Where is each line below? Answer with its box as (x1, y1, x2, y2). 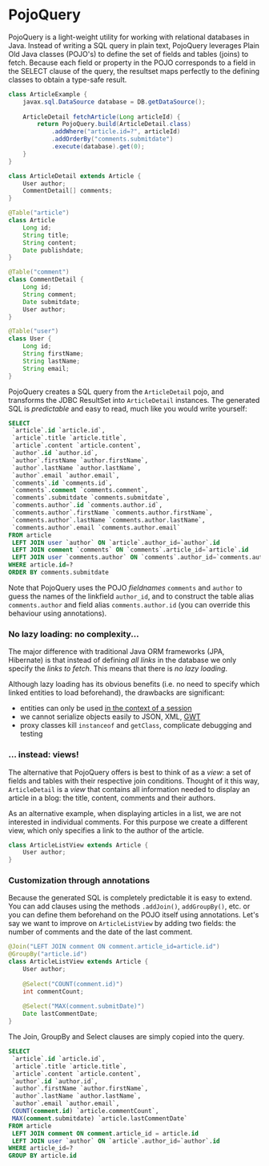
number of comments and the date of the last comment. (8, 927, 193, 936)
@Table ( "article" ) (8, 209, 70, 217)
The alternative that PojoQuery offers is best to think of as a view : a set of (8, 767, 251, 777)
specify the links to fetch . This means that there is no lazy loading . (8, 664, 228, 673)
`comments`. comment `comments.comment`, (11, 486, 149, 494)
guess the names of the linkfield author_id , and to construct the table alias (8, 591, 255, 601)
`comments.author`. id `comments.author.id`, (11, 502, 163, 510)
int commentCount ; (22, 987, 84, 996)
